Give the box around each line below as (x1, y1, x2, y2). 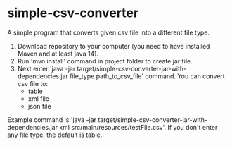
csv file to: (17, 79, 48, 87)
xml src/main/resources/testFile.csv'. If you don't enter (59, 123, 218, 131)
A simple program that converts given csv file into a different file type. (7, 28, 210, 37)
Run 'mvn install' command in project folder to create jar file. (17, 56, 193, 65)
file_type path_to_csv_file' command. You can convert (69, 72, 225, 80)
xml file (27, 94, 49, 103)
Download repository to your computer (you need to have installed (17, 42, 210, 50)
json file (27, 102, 51, 110)
